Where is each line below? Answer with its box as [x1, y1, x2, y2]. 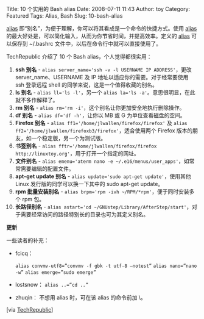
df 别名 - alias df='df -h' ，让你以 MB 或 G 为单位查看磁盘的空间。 [15, 112, 186, 119]
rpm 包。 [22, 196, 44, 203]
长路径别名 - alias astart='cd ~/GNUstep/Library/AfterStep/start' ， [15, 203, 192, 210]
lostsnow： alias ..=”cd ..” [15, 281, 89, 288]
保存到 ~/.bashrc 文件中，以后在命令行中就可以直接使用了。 [11, 40, 161, 47]
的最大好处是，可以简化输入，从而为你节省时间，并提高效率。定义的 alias [6, 32, 190, 40]
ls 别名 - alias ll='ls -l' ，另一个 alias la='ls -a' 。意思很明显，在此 [15, 89, 196, 96]
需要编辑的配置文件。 [20, 165, 74, 172]
